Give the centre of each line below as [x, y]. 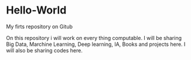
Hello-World [36, 10]
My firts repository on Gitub [40, 26]
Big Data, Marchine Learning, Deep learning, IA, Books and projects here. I [96, 44]
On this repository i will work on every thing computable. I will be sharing [94, 38]
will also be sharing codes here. [45, 50]
